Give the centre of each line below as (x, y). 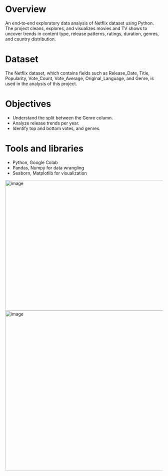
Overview (26, 9)
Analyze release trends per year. (46, 123)
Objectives (28, 104)
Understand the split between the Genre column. (63, 117)
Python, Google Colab (35, 162)
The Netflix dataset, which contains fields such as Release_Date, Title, (77, 73)
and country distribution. (30, 39)
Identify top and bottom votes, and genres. (56, 128)
